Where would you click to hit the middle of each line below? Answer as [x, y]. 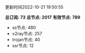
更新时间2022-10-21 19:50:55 [34, 7]
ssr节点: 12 [23, 46]
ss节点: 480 [24, 27]
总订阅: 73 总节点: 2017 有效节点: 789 [43, 17]
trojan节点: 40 [26, 40]
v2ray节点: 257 [27, 33]
